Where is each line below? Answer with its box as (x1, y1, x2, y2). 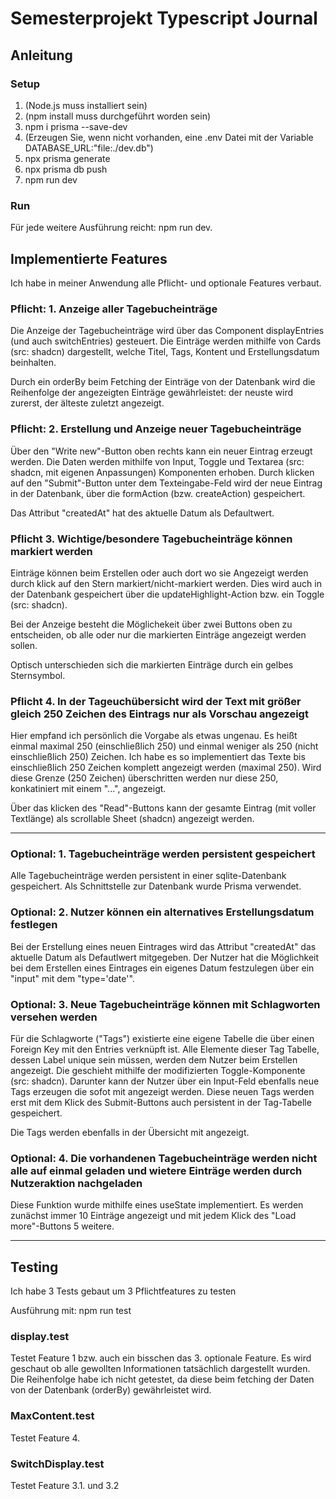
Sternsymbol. (10, 669, 66, 681)
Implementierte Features (10, 250, 168, 267)
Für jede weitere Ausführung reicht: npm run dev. (10, 222, 213, 234)
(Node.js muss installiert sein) (24, 99, 148, 111)
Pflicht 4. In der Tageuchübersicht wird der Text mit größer (10, 694, 302, 708)
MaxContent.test (10, 1409, 95, 1423)
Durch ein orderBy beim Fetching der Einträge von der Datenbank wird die (10, 376, 316, 388)
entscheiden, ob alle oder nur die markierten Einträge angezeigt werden (10, 628, 307, 641)
